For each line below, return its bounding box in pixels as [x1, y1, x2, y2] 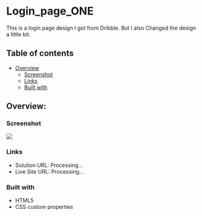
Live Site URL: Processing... [15, 168, 84, 175]
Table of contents [6, 48, 74, 59]
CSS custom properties [15, 203, 74, 211]
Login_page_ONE [6, 4, 94, 18]
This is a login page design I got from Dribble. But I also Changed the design [6, 24, 197, 31]
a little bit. [6, 30, 31, 38]
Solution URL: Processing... [15, 162, 83, 169]
